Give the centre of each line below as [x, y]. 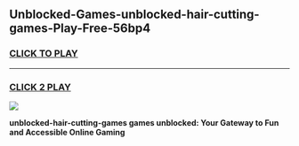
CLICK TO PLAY [44, 54]
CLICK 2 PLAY [40, 87]
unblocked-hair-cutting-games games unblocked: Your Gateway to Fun [144, 122]
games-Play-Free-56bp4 [80, 29]
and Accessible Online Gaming [67, 132]
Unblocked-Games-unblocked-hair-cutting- [134, 15]
